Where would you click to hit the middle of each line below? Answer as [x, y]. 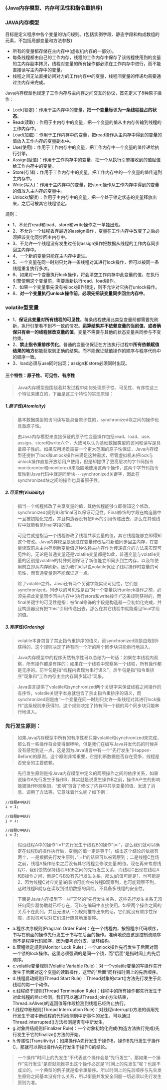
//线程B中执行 [18, 816]
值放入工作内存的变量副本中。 [43, 141]
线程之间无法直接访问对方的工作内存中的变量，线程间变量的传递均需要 [84, 76]
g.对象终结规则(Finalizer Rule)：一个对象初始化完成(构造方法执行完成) [84, 1028]
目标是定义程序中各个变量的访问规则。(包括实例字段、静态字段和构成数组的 [83, 34]
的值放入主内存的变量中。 [39, 191]
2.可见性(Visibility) [25, 492]
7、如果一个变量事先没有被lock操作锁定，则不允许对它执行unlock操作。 [86, 287]
